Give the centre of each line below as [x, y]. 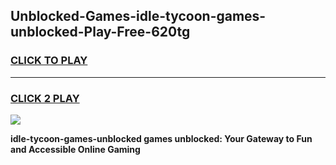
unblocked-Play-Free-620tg [100, 32]
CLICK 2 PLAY [45, 98]
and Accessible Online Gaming [75, 149]
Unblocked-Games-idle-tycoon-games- [138, 16]
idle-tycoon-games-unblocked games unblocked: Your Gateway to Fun [161, 138]
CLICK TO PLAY [49, 61]
